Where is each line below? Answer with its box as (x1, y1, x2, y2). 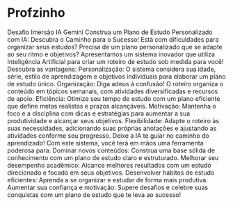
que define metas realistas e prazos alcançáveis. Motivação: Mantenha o (7, 102, 217, 110)
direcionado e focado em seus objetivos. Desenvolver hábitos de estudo (7, 168, 215, 177)
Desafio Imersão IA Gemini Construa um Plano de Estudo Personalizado (7, 28, 213, 36)
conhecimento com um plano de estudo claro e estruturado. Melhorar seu (7, 153, 219, 161)
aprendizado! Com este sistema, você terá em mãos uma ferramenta (7, 138, 204, 147)
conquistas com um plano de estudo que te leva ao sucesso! (7, 190, 182, 199)
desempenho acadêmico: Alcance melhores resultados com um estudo (7, 161, 211, 169)
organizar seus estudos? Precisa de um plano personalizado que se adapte (7, 42, 223, 51)
